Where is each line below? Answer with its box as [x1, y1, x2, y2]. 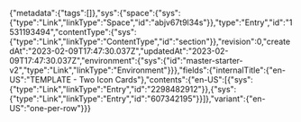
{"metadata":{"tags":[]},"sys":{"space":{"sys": [9, 8, 181, 18]
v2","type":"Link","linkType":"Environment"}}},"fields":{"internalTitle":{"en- [9, 65, 287, 75]
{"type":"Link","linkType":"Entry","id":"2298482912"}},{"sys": [9, 84, 237, 94]
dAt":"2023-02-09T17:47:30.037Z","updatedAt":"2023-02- [9, 46, 229, 57]
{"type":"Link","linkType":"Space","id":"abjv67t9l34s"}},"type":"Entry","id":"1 [9, 17, 293, 28]
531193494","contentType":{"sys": [9, 27, 137, 37]
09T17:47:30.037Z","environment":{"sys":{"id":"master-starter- [9, 56, 243, 65]
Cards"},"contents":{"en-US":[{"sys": [114, 74, 254, 84]
